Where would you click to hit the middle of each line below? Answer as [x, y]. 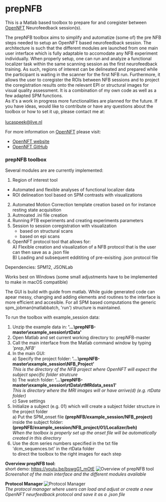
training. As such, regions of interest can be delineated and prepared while [81, 69]
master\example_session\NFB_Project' [53, 364]
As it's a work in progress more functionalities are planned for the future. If [81, 101]
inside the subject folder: [38, 422]
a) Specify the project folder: [42, 359]
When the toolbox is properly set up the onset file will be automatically [84, 433]
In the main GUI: [29, 354]
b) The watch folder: [33, 380]
